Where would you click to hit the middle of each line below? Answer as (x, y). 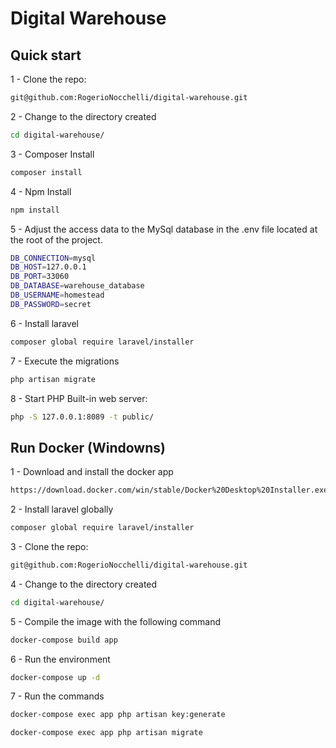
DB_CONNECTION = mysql (53, 258)
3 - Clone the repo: (49, 546)
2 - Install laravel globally (62, 509)
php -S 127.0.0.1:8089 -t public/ (82, 417)
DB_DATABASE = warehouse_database (77, 286)
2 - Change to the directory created (83, 116)
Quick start (46, 55)
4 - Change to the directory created (84, 584)
